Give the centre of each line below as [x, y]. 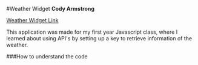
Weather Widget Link [32, 20]
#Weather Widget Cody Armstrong [51, 9]
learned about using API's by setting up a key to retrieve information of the [99, 38]
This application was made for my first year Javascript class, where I [92, 32]
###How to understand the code [47, 56]
